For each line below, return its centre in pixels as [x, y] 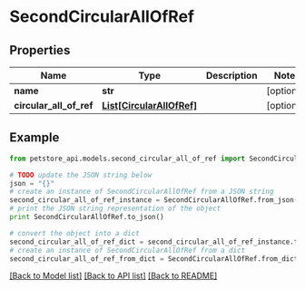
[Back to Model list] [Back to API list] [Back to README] [113, 276]
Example [34, 138]
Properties [40, 50]
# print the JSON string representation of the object [115, 209]
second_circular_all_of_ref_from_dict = [87, 259]
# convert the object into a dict [75, 233]
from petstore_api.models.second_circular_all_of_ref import [128, 159]
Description [231, 76]
